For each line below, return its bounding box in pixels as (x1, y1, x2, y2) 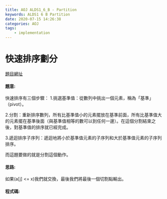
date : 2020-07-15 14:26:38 (5, 16, 61, 21)
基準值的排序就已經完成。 (18, 124, 71, 130)
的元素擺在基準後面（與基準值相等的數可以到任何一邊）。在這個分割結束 (5, 118, 152, 124)
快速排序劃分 (5, 53, 58, 65)
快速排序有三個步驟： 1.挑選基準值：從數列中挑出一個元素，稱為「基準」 (5, 95, 154, 101)
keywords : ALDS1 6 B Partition (5, 12, 70, 17)
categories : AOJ (5, 21, 39, 26)
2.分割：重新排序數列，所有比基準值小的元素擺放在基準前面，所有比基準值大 (5, 112, 162, 118)
